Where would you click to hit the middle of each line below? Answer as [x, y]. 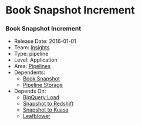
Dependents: [29, 72]
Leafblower [36, 116]
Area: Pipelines [32, 66]
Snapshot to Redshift [48, 104]
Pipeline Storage [43, 85]
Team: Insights [32, 48]
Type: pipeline [31, 54]
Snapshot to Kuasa [46, 110]
